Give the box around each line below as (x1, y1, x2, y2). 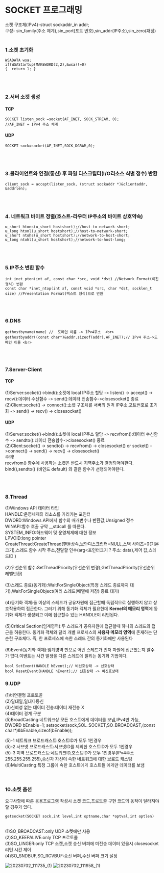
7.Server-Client (5, 366, 43, 373)
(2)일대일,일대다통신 (5, 698, 44, 704)
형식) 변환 (5, 282, 23, 287)
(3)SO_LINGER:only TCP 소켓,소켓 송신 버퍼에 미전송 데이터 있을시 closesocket (5, 840, 159, 847)
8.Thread (5, 494, 28, 500)
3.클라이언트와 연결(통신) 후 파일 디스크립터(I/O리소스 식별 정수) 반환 (5, 170, 158, 177)
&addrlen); (5, 186, 27, 191)
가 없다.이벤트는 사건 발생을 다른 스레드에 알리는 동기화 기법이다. (5, 653, 128, 659)
